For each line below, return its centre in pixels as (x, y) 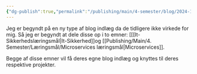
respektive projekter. (31, 65)
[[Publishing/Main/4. (127, 41)
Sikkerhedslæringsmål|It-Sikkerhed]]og (54, 41)
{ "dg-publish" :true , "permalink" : (47, 11)
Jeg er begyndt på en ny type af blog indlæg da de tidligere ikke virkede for (97, 28)
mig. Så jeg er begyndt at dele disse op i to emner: (67, 34)
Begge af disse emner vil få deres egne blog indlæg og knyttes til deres (92, 58)
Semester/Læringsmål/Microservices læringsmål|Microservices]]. (86, 47)
